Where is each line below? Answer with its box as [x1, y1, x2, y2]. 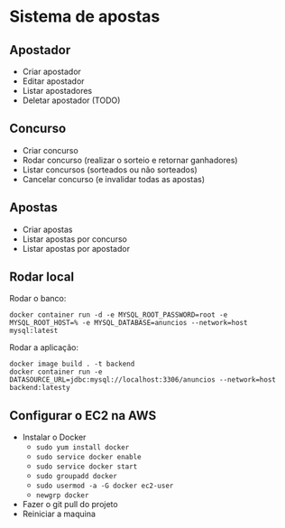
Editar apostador [22, 76, 85, 87]
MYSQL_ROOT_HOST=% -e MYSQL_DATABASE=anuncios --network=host [9, 319, 248, 328]
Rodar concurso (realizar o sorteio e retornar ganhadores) [22, 154, 238, 165]
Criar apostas [22, 224, 74, 235]
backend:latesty [9, 384, 70, 393]
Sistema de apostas [9, 6, 161, 27]
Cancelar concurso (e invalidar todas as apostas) [22, 173, 206, 184]
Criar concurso [22, 144, 78, 155]
